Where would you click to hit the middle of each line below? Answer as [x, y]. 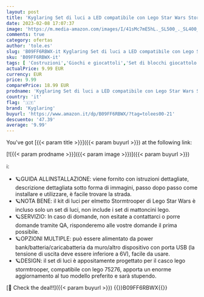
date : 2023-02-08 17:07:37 [40, 23]
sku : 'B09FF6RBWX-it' [34, 57]
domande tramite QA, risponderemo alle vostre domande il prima [96, 225]
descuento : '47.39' [31, 119]
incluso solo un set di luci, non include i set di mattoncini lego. [93, 210]
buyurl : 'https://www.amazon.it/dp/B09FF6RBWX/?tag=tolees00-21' [90, 114]
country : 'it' [24, 97]
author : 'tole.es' [29, 46]
